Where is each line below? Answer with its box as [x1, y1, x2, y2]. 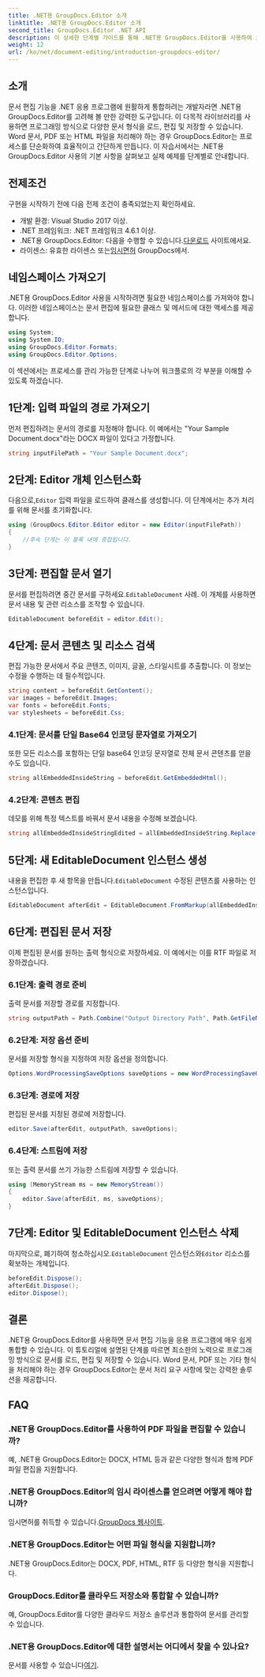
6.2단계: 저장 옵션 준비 [8, 1034, 89, 1045]
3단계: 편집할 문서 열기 [8, 567, 112, 580]
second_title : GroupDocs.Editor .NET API [8, 26, 147, 34]
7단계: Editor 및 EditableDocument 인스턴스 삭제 [8, 1226, 239, 1240]
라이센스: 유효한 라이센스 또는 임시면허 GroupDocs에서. [19, 246, 189, 255]
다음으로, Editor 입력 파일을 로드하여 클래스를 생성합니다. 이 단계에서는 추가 [8, 495, 240, 505]
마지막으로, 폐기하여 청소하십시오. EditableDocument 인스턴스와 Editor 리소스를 [8, 1248, 251, 1258]
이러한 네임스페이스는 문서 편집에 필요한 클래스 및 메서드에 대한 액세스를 [18, 303, 240, 313]
